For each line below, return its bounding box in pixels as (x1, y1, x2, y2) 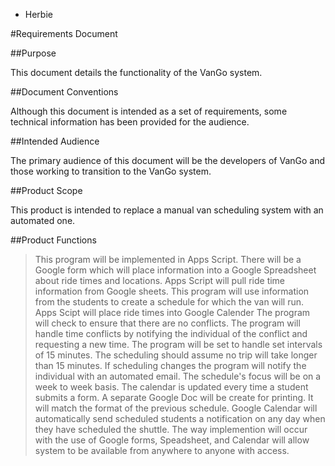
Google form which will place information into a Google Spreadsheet (34, 264, 317, 276)
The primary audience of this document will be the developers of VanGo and (10, 155, 325, 166)
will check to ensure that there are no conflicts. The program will (34, 317, 301, 329)
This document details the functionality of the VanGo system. (10, 67, 263, 78)
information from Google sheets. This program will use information (34, 285, 310, 297)
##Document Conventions (10, 86, 119, 98)
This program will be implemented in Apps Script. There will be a (34, 254, 302, 265)
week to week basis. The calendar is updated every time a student (34, 381, 309, 393)
